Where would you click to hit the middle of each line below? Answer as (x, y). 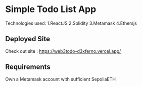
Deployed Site (28, 39)
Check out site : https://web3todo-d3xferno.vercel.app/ (63, 51)
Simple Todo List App (51, 9)
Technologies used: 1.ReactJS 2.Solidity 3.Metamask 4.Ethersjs (71, 23)
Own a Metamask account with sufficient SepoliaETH (61, 79)
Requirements (28, 67)
